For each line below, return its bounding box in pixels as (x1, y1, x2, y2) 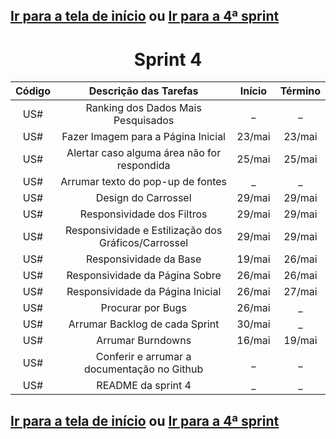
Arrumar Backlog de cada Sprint (68, 317, 220, 331)
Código (15, 84, 51, 98)
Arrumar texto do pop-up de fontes (60, 175, 228, 189)
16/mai (236, 334, 271, 348)
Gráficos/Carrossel (99, 236, 189, 250)
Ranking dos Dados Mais (85, 101, 202, 115)
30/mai (236, 317, 271, 331)
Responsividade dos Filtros (79, 207, 208, 221)
